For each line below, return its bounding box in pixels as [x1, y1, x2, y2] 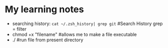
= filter [12, 26, 27, 32]
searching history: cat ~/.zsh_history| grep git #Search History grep [12, 20, 163, 27]
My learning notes [5, 4, 84, 15]
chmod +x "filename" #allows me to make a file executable [12, 31, 137, 37]
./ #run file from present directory [12, 37, 83, 43]
